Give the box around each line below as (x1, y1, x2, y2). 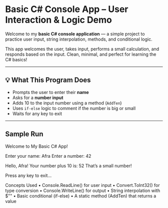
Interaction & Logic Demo (5, 14, 112, 26)
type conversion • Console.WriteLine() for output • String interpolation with (5, 187, 160, 193)
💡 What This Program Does (5, 76, 91, 84)
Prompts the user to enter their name (12, 89, 89, 95)
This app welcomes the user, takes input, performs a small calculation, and (5, 46, 159, 52)
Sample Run (5, 130, 43, 139)
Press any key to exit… (5, 172, 51, 178)
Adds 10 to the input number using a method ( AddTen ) (12, 99, 122, 106)
